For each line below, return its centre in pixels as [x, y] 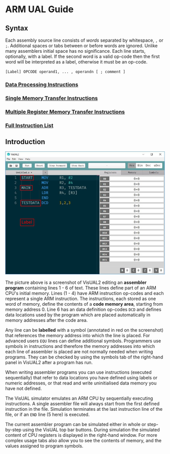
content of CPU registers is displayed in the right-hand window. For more [81, 435]
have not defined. [24, 388]
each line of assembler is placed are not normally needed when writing [79, 352]
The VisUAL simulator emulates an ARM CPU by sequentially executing [79, 398]
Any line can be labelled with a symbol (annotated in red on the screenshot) [84, 330]
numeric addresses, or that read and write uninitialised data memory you [81, 383]
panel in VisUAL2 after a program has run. [49, 363]
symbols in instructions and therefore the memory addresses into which [80, 346]
